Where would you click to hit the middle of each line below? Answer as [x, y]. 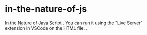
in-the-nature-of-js [46, 9]
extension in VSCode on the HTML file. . [46, 28]
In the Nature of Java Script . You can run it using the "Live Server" [74, 23]
